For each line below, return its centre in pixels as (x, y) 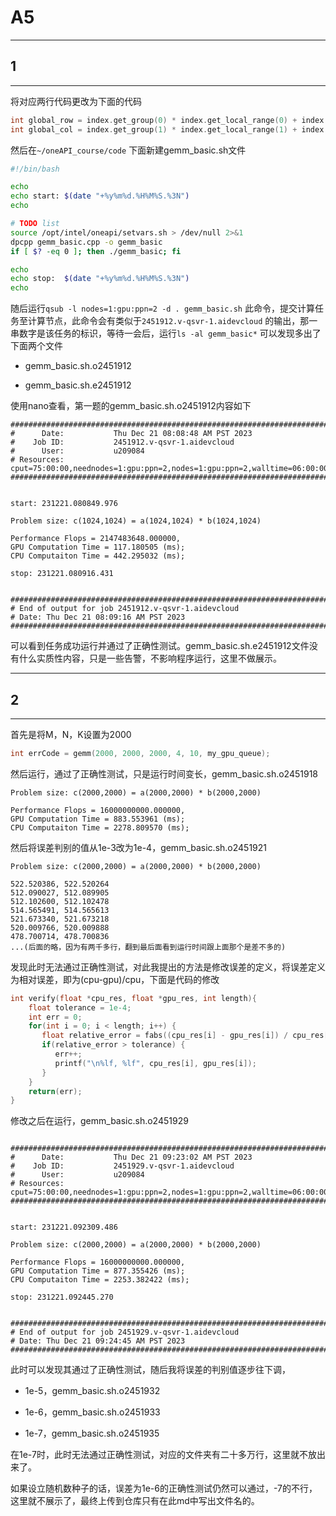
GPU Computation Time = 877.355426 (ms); (98, 1271)
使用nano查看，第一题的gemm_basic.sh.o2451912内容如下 (131, 406)
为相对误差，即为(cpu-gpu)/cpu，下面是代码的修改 (115, 979)
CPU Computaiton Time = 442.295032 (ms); (98, 556)
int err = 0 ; (55, 1017)
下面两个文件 (36, 346)
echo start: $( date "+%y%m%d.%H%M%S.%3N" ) (100, 196)
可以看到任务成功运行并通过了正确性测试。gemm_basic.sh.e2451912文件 (160, 646)
